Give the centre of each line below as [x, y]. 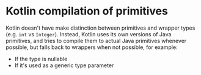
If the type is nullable [41, 59]
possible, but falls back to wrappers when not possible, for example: [92, 47]
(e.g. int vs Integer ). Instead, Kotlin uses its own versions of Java [89, 34]
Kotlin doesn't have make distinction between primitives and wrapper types [100, 28]
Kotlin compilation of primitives [87, 11]
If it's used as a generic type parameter [64, 65]
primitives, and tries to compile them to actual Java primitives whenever [96, 41]
